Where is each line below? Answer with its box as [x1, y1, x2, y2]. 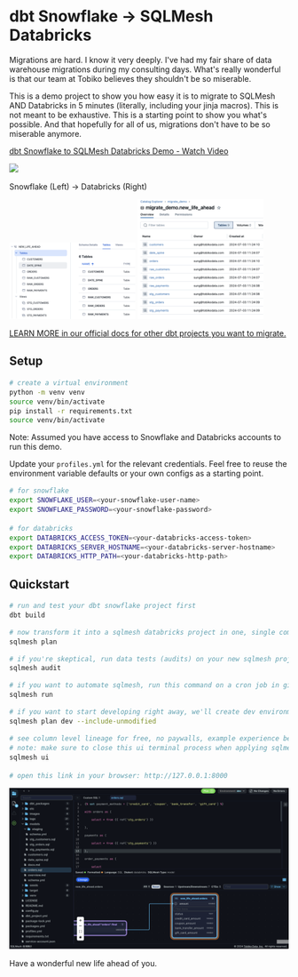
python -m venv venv [9, 388, 86, 396]
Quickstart [9, 576, 70, 592]
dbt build [9, 611, 46, 620]
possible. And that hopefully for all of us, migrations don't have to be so [9, 118, 271, 130]
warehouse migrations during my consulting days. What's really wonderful [9, 64, 281, 75]
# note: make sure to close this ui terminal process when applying [9, 743, 268, 752]
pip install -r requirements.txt [9, 406, 133, 415]
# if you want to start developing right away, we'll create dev [9, 708, 255, 717]
